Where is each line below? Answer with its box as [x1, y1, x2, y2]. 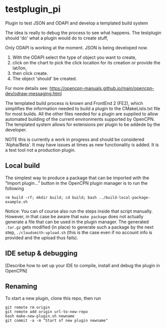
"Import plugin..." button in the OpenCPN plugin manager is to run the [5, 180, 148, 186]
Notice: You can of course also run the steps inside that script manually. [5, 208, 153, 214]
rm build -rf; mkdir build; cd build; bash [5, 195, 97, 200]
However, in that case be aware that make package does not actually [5, 213, 144, 219]
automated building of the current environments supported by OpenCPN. [5, 116, 155, 122]
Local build [5, 161, 40, 170]
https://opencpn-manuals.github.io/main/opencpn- [49, 85, 155, 91]
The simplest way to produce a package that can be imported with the [5, 175, 150, 181]
